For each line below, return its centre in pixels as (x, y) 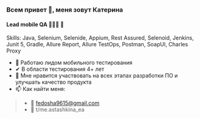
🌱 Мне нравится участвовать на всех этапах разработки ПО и (97, 76)
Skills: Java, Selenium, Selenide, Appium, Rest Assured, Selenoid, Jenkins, (100, 38)
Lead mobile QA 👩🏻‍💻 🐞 (35, 24)
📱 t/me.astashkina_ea (57, 110)
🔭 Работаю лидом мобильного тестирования (74, 63)
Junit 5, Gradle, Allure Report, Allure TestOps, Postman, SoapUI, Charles (97, 45)
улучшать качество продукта (53, 82)
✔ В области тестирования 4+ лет (60, 69)
